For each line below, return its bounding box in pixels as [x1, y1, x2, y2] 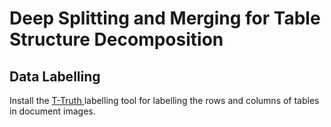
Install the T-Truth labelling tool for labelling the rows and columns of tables [9, 95, 320, 106]
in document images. [9, 105, 96, 117]
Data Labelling [9, 68, 101, 85]
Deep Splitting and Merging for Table [9, 7, 321, 30]
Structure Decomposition [9, 28, 224, 51]
